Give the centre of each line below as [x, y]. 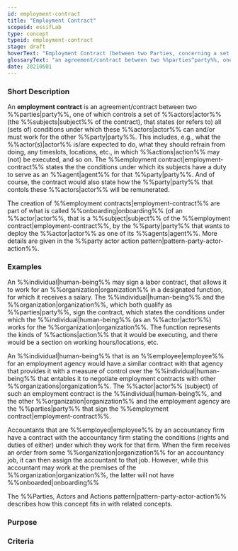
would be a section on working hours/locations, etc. [83, 342]
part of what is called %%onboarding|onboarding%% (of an [95, 210]
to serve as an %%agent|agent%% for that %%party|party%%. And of [111, 174]
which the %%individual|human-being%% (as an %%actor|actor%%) [109, 320]
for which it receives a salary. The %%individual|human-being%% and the [116, 297]
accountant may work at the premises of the [72, 467]
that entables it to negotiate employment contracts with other [127, 379]
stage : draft [27, 47]
